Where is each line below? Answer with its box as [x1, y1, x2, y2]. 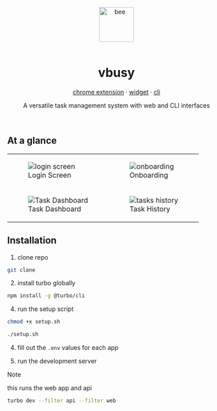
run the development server [17, 357, 97, 365]
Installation [7, 235, 57, 246]
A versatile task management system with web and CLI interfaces [23, 101, 210, 110]
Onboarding [129, 170, 168, 180]
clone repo [17, 253, 49, 261]
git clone [7, 267, 36, 274]
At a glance [7, 135, 58, 146]
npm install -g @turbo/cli [7, 292, 85, 299]
